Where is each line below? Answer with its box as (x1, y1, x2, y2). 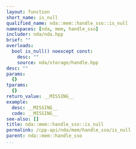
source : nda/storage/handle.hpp (17, 59, 99, 65)
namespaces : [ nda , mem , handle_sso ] (6, 25, 99, 32)
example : (6, 99, 28, 105)
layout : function (6, 8, 50, 15)
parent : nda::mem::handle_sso (6, 133, 83, 139)
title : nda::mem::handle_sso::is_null (6, 122, 104, 128)
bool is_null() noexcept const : (11, 48, 94, 55)
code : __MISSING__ (11, 110, 59, 116)
